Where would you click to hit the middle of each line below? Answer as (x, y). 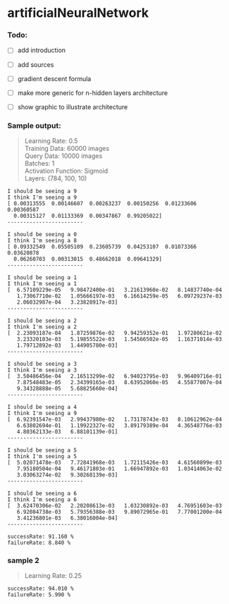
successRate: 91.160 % (41, 537)
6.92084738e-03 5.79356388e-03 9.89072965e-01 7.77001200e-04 (119, 512)
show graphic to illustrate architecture (73, 106)
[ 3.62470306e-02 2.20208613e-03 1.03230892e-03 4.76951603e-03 (114, 506)
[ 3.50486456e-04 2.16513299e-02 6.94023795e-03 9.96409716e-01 (114, 376)
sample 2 (24, 560)
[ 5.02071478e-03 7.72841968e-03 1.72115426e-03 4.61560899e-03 (114, 463)
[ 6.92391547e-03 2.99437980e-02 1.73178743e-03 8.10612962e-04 (114, 420)
